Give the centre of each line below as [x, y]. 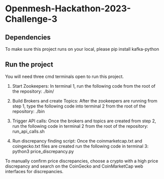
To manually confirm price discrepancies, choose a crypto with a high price [82, 161]
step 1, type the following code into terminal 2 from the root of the [79, 106]
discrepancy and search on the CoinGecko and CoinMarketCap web [74, 166]
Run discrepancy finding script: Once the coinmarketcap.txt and [77, 141]
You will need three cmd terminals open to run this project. [65, 76]
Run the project [29, 65]
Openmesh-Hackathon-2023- [68, 9]
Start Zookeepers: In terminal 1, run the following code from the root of [84, 86]
